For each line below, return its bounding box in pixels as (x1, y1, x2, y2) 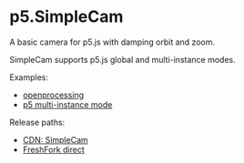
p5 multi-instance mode (22, 98, 113, 110)
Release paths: (9, 117, 66, 127)
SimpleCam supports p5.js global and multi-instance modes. (9, 54, 236, 65)
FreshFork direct (22, 144, 85, 155)
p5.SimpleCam (9, 6, 124, 27)
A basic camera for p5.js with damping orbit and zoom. (9, 36, 216, 47)
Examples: (9, 71, 48, 83)
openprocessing (22, 89, 85, 100)
